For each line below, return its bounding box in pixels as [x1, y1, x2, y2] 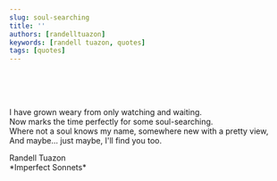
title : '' [9, 21, 46, 30]
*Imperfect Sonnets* [9, 162, 87, 173]
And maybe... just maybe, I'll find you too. [9, 136, 163, 146]
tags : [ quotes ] [9, 46, 66, 55]
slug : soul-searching [9, 12, 90, 22]
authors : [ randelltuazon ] [9, 29, 105, 38]
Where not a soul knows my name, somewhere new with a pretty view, [9, 126, 269, 136]
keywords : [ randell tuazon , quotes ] [9, 37, 146, 47]
